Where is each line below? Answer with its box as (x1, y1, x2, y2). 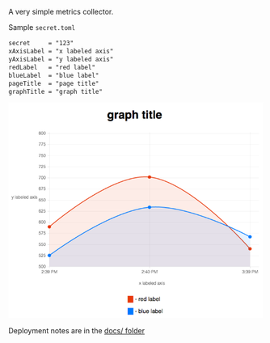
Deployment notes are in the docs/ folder (8, 325, 146, 335)
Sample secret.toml (8, 23, 75, 32)
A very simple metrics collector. (8, 7, 114, 16)
